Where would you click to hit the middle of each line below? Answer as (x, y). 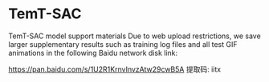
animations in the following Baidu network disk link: (93, 53)
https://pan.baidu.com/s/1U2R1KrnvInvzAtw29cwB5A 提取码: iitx (115, 69)
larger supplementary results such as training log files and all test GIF (123, 44)
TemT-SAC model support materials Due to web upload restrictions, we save (134, 36)
